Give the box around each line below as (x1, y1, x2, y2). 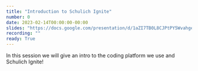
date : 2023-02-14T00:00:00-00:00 (6, 19, 88, 25)
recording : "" (6, 31, 41, 36)
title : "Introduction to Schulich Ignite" (6, 8, 112, 15)
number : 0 (6, 14, 31, 20)
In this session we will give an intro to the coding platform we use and (6, 52, 175, 59)
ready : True (6, 36, 35, 42)
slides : (6, 25, 25, 31)
